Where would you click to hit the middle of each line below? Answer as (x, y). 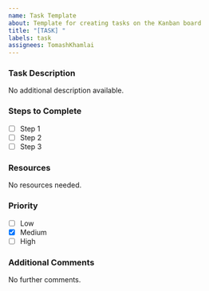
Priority (23, 206)
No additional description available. (66, 90)
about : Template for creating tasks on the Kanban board (105, 23)
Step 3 (31, 146)
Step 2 (31, 137)
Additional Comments (51, 262)
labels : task (30, 38)
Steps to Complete (45, 111)
